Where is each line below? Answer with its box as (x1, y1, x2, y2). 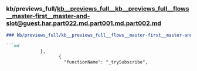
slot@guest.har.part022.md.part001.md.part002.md (6, 19, 161, 27)
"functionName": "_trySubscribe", (63, 59, 148, 65)
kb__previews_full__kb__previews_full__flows (56, 5, 189, 13)
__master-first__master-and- (6, 12, 90, 20)
